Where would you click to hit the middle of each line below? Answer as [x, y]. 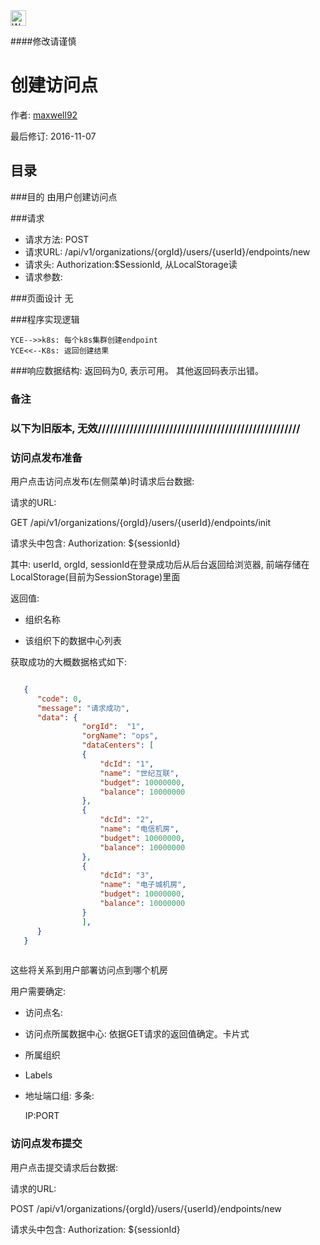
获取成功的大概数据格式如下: [69, 661]
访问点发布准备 [46, 457]
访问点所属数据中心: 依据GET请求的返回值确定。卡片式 [137, 1034]
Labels [38, 1075]
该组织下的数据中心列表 [73, 640]
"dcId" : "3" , [127, 875]
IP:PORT [42, 1116]
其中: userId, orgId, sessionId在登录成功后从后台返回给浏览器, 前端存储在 [160, 564]
